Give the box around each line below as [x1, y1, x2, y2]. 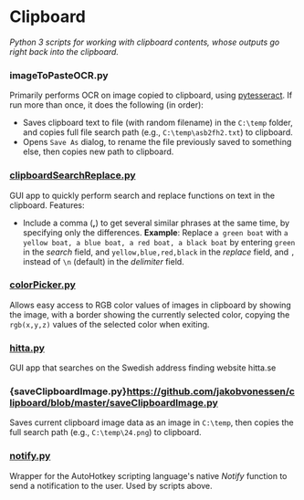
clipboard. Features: [9, 199, 85, 211]
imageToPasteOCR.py [9, 68, 109, 81]
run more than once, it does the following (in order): [9, 99, 204, 110]
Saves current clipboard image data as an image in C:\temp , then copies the [9, 417, 294, 428]
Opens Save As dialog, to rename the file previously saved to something [22, 137, 292, 148]
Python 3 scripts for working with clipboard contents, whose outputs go [9, 36, 280, 47]
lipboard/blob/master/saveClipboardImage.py [9, 397, 219, 410]
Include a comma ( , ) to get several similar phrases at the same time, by [22, 217, 290, 228]
